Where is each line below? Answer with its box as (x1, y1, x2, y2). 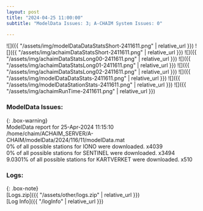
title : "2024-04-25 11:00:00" (6, 15, 84, 21)
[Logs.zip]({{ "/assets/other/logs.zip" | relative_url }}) (6, 191, 140, 198)
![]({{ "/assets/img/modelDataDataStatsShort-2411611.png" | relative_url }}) (6, 42, 194, 49)
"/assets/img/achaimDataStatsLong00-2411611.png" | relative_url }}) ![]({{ (6, 55, 191, 63)
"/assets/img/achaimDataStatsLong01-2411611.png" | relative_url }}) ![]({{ (6, 62, 190, 69)
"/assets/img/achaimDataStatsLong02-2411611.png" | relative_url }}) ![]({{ (6, 68, 191, 76)
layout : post (6, 9, 40, 15)
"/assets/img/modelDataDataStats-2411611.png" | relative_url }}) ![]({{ (6, 74, 180, 82)
